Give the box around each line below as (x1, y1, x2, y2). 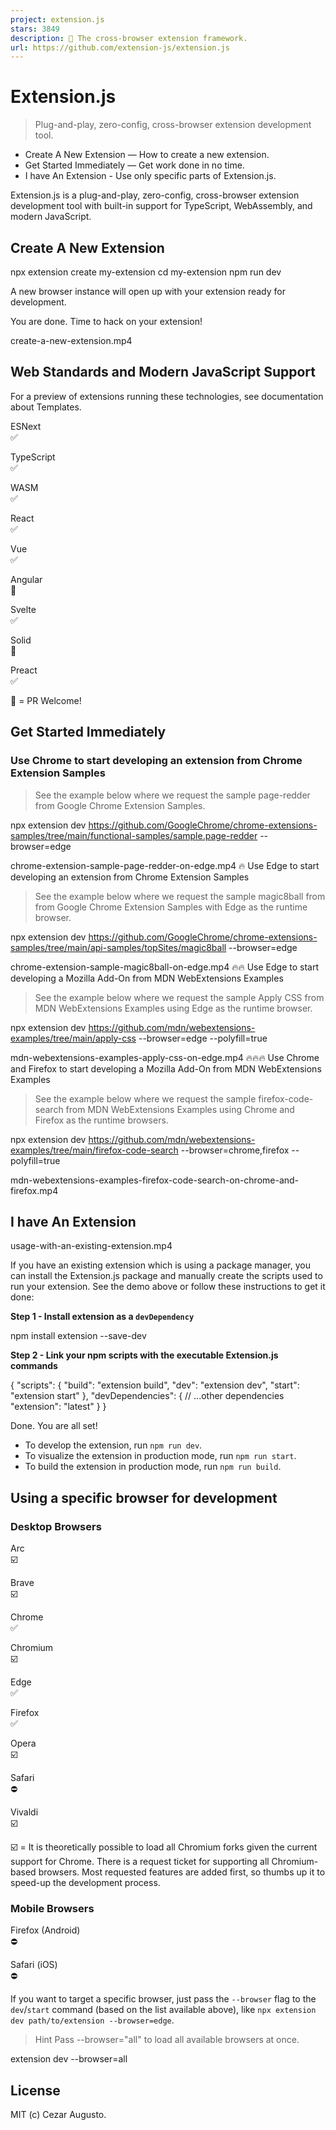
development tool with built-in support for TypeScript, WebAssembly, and (10, 200, 313, 212)
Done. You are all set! (10, 1420, 98, 1432)
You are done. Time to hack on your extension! (10, 316, 203, 327)
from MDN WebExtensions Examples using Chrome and (65, 1103, 295, 1115)
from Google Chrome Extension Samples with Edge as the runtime (34, 901, 308, 913)
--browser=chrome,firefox (180, 1144, 290, 1156)
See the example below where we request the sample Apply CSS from (34, 991, 325, 1003)
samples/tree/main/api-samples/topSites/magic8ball (10, 941, 227, 953)
